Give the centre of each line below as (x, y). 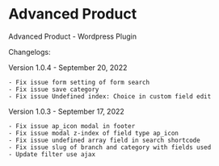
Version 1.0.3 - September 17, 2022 (67, 111)
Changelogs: (29, 52)
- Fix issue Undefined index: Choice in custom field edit (110, 96)
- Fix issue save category (54, 89)
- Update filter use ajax (52, 154)
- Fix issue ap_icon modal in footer (72, 126)
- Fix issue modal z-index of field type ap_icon (94, 133)
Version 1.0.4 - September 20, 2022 (68, 67)
